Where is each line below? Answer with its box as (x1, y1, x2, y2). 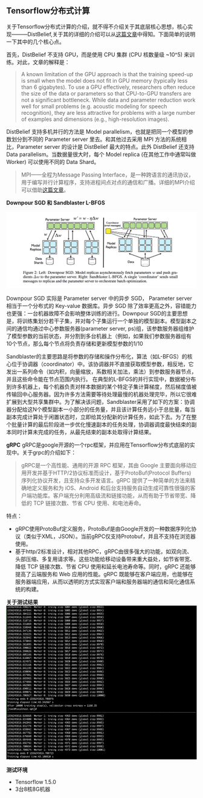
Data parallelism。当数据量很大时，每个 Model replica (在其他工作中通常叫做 (6, 151, 196, 158)
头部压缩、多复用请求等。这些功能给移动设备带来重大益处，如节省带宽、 (14, 556, 195, 563)
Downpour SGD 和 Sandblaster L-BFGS (6, 199, 106, 206)
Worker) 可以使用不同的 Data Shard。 (6, 158, 100, 165)
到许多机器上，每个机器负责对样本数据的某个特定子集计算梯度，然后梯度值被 (6, 383, 197, 391)
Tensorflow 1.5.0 (14, 778, 56, 785)
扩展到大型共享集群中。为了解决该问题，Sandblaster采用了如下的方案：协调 (6, 398, 195, 406)
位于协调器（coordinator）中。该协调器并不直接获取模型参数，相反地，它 (11, 360, 195, 368)
